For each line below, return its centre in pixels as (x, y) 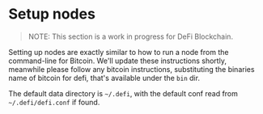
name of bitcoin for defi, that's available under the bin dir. (104, 78)
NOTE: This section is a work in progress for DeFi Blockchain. (130, 36)
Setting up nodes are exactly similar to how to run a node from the (119, 52)
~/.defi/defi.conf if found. (54, 102)
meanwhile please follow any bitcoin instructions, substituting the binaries (131, 69)
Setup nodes (52, 14)
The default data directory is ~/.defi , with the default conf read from (123, 93)
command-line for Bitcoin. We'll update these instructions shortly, (117, 61)
